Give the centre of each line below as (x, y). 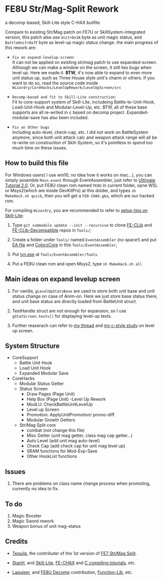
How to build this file (37, 163)
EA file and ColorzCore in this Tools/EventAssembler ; (65, 245)
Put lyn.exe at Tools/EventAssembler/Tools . (55, 254)
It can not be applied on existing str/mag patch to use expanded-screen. (84, 62)
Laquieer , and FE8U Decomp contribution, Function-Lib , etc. (72, 572)
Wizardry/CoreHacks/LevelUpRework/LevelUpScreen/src (67, 87)
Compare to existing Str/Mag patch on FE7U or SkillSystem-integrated (75, 32)
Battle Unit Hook (36, 363)
